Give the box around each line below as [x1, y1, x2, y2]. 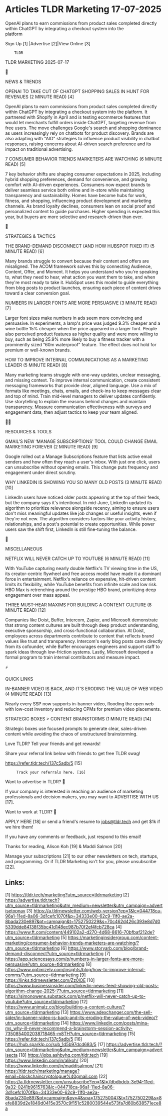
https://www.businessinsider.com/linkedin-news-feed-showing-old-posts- [5, 982, 159, 988]
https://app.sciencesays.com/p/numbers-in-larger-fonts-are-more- [5, 956, 144, 962]
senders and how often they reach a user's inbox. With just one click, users [5, 458, 160, 464]
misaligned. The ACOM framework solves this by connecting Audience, [5, 263, 152, 269]
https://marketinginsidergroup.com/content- [67, 934, 159, 941]
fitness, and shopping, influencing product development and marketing [5, 198, 151, 204]
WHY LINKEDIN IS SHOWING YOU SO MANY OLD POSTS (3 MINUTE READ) [5, 479, 162, 485]
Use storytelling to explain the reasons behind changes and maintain [5, 398, 146, 404]
